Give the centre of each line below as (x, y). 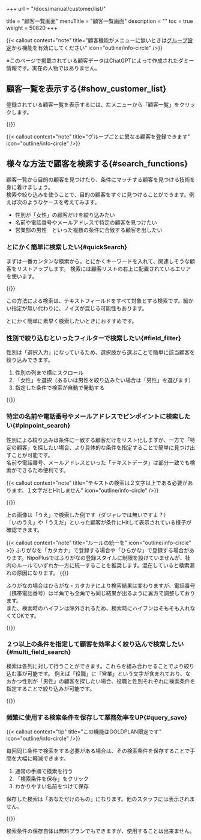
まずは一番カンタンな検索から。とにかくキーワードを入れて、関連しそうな (98, 261)
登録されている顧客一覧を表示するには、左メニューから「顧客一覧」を (93, 104)
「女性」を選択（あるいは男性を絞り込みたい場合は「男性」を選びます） (104, 380)
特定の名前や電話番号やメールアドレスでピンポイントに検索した (98, 417)
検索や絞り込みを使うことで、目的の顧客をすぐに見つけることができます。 (98, 194)
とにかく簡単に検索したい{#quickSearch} (67, 247)
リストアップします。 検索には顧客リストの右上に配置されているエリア (104, 269)
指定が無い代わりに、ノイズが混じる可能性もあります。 (79, 308)
